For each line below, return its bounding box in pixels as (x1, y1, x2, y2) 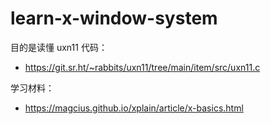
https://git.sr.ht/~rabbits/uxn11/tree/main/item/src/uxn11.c (24, 61, 261, 73)
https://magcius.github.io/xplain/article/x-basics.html (24, 102, 244, 114)
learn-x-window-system (10, 7, 218, 30)
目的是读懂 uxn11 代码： (10, 41, 108, 53)
